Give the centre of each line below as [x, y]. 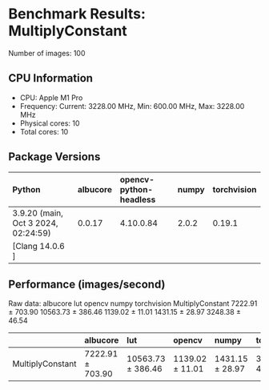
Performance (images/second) [87, 284]
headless [138, 199]
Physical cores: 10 [50, 123]
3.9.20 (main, [38, 213]
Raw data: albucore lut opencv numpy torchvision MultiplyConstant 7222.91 [133, 304]
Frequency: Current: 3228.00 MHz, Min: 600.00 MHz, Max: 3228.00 [132, 106]
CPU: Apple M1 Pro [51, 98]
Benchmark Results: [77, 14]
